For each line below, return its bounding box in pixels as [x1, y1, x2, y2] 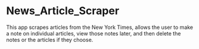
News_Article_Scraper [6, 4, 120, 18]
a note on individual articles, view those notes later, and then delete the [6, 30, 181, 37]
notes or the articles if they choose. [6, 36, 94, 43]
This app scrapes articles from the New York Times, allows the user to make [6, 24, 194, 31]
